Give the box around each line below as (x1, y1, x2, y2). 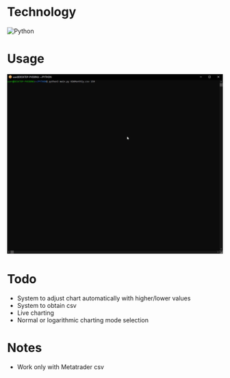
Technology (7, 4, 77, 20)
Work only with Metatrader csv (16, 363, 105, 371)
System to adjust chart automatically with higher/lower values (16, 294, 191, 302)
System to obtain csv (16, 302, 77, 310)
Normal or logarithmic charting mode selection (16, 316, 149, 324)
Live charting (16, 309, 55, 317)
